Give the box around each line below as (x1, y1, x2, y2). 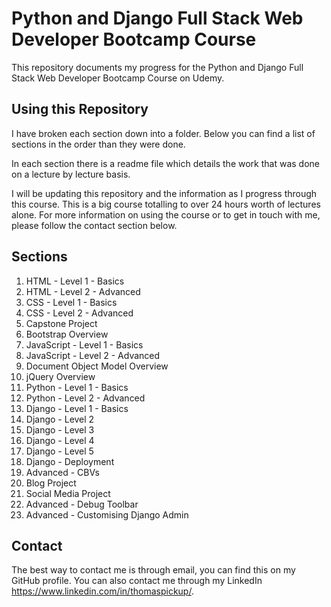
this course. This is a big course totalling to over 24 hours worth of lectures (11, 198, 321, 210)
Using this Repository (11, 101, 149, 118)
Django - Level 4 (25, 434, 95, 446)
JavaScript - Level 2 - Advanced (25, 349, 161, 361)
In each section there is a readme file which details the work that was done (11, 157, 320, 169)
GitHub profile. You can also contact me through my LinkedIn (11, 575, 263, 587)
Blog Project (25, 477, 77, 489)
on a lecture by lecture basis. (11, 168, 131, 180)
